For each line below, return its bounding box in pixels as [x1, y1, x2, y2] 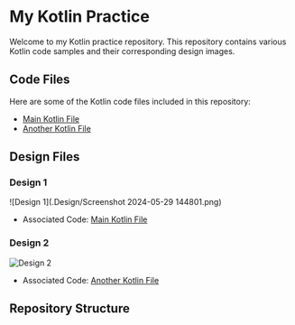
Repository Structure [9, 301, 131, 317]
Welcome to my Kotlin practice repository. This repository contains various [9, 36, 287, 47]
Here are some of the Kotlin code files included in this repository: [9, 96, 251, 107]
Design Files [9, 149, 80, 164]
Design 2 [9, 237, 50, 249]
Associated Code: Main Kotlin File [22, 214, 148, 225]
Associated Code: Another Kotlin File [22, 274, 160, 285]
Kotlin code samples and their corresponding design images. [9, 45, 235, 56]
